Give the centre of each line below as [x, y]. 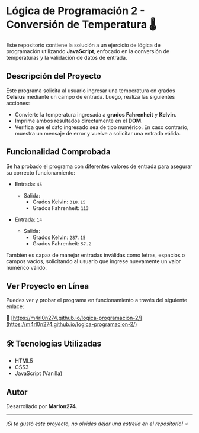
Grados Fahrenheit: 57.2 [62, 243]
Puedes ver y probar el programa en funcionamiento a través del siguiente [97, 300]
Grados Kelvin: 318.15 [59, 202]
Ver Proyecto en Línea [48, 286]
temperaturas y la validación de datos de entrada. [67, 57]
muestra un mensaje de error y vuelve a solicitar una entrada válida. [97, 133]
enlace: [15, 306]
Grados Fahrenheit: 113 [60, 208]
